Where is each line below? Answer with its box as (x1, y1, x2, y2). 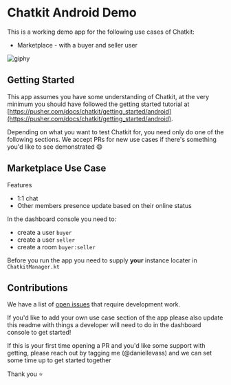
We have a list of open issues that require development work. (7, 300, 181, 309)
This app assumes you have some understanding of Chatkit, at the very (7, 92, 210, 101)
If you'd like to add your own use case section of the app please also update (7, 313, 223, 322)
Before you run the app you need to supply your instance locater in (7, 256, 197, 264)
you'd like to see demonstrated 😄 (7, 143, 103, 151)
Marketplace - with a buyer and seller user (16, 41, 137, 49)
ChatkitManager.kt (7, 263, 60, 270)
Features (7, 180, 32, 189)
